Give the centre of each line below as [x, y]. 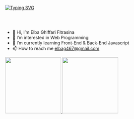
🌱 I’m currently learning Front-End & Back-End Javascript [71, 43]
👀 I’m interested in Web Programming [50, 38]
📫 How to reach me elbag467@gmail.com [56, 48]
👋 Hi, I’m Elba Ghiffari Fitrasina [43, 32]
